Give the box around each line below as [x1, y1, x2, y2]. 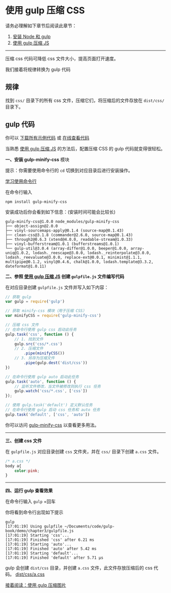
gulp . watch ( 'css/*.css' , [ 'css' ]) [14, 389, 88, 394]
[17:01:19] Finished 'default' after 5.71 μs [5, 555, 103, 560]
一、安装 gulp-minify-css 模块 [5, 156, 70, 163]
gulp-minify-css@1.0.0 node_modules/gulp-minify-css [5, 219, 120, 224]
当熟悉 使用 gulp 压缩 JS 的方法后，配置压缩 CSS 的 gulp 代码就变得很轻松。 [5, 145, 165, 151]
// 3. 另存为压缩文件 [14, 356, 55, 361]
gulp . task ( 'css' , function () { [5, 332, 74, 337]
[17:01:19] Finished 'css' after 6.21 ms [5, 537, 95, 542]
